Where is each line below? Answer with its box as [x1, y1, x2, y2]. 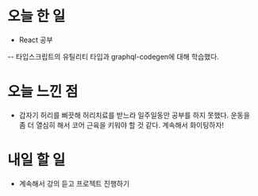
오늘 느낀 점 [7, 83, 79, 101]
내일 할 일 [7, 152, 66, 169]
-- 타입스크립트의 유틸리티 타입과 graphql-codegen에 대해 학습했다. [7, 52, 220, 61]
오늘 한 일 [7, 7, 66, 25]
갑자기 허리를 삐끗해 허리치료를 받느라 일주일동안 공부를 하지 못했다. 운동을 [18, 110, 251, 120]
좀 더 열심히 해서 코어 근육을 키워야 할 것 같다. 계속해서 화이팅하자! [18, 120, 224, 129]
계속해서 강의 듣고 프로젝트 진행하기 [18, 179, 130, 188]
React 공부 [18, 35, 53, 44]
